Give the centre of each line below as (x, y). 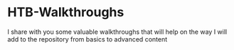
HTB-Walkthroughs (66, 12)
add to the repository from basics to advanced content (87, 39)
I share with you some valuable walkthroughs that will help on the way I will (117, 32)
